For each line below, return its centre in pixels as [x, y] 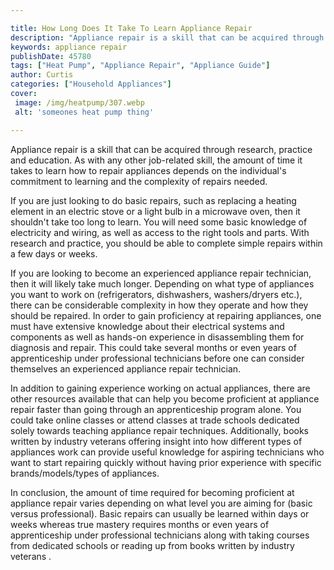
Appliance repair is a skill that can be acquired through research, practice [161, 149]
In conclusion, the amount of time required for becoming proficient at [152, 492]
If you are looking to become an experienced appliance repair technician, [161, 273]
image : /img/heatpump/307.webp [79, 102]
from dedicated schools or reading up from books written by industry [152, 545]
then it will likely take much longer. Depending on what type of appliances [162, 283]
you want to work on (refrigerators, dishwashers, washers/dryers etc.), [156, 294]
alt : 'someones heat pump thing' [84, 112]
